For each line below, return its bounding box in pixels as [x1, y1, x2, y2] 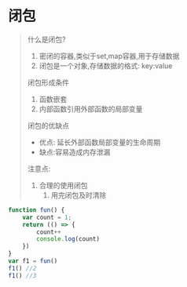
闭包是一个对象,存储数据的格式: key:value [38, 60, 173, 71]
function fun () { [8, 205, 65, 214]
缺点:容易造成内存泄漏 [38, 147, 111, 157]
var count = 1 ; [22, 213, 72, 221]
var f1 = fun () [8, 257, 58, 265]
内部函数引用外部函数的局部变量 [38, 104, 143, 114]
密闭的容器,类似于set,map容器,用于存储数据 [38, 51, 180, 60]
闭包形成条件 [27, 78, 69, 87]
